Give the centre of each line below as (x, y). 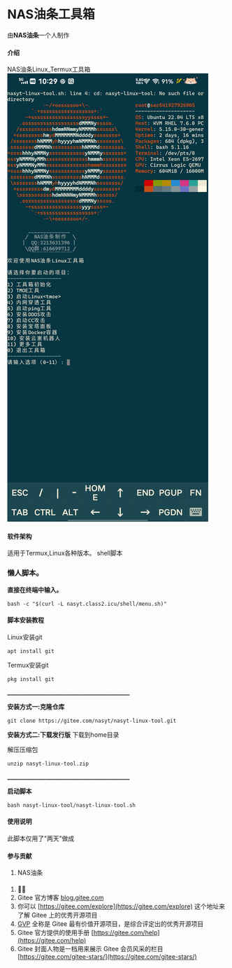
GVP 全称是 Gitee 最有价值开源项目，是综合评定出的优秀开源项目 (110, 924)
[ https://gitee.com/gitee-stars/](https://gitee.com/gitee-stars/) (107, 956)
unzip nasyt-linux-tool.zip (48, 763)
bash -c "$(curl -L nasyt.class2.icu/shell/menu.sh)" (87, 604)
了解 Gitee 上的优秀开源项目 (57, 915)
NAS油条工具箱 (51, 14)
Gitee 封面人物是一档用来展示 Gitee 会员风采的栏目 (90, 948)
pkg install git (31, 679)
